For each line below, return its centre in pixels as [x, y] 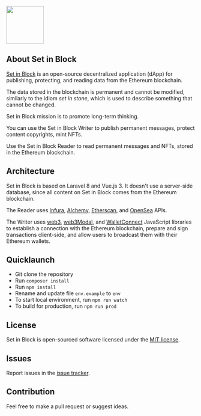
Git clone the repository [44, 274]
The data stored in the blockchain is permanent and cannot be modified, [95, 92]
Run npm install [35, 287]
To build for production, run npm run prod [66, 306]
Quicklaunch [31, 260]
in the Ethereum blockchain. [41, 152]
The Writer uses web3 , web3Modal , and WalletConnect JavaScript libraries [99, 222]
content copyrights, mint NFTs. [44, 134]
